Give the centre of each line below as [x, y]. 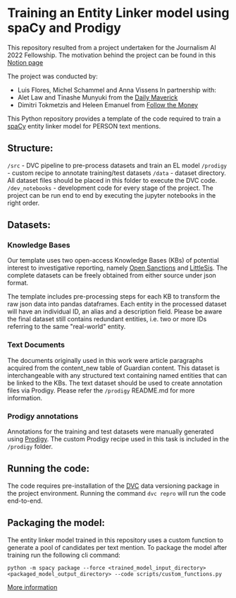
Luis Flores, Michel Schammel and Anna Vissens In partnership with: [117, 90]
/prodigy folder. [30, 447]
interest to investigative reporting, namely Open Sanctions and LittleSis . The [117, 268]
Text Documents [36, 345]
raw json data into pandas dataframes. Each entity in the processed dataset [117, 304]
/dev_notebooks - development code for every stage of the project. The [110, 188]
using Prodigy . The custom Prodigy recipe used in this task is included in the [118, 439]
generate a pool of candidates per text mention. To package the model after [117, 547]
